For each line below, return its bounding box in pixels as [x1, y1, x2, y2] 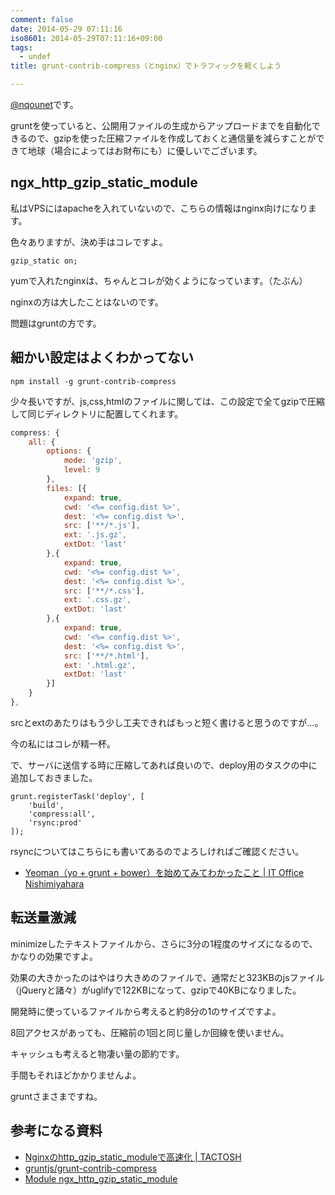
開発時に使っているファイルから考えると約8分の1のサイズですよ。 [10, 1005, 282, 1017]
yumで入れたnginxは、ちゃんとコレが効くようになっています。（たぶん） [10, 274, 308, 286]
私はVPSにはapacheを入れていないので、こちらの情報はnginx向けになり [10, 202, 308, 214]
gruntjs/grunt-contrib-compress [24, 1162, 158, 1174]
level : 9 [63, 465, 101, 475]
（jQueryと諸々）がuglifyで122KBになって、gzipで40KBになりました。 [10, 984, 302, 996]
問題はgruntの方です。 [10, 317, 102, 329]
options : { [46, 446, 92, 456]
